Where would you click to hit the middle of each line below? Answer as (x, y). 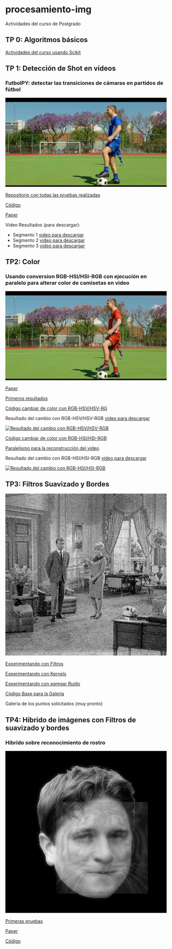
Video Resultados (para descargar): (43, 225)
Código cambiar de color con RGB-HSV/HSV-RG (56, 408)
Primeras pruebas (24, 921)
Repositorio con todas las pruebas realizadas (53, 195)
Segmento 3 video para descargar (49, 246)
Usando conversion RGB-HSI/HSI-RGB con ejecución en (76, 276)
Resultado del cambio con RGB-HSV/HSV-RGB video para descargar (78, 418)
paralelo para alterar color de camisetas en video (67, 283)
